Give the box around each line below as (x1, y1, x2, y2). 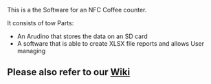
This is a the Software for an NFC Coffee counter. (7, 6, 147, 14)
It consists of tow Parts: (7, 19, 74, 27)
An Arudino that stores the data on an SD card (16, 32, 148, 40)
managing (16, 47, 46, 55)
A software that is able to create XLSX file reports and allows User (16, 40, 205, 47)
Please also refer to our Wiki (7, 66, 131, 78)
